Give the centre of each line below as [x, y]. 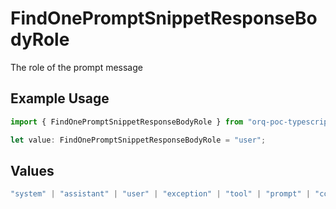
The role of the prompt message [76, 67]
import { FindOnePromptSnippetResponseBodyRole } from [127, 122]
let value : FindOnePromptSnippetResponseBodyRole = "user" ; [138, 140]
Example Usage [60, 98]
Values [32, 170]
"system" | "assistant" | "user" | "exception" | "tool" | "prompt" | [160, 194]
